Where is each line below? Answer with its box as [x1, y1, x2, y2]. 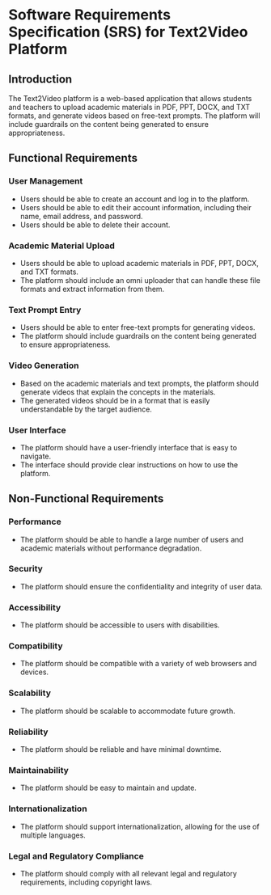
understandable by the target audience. [19, 404, 152, 414]
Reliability [8, 726, 49, 737]
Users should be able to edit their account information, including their [19, 202, 252, 212]
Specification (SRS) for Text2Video [8, 23, 248, 41]
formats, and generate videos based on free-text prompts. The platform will [8, 111, 260, 120]
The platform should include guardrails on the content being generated [19, 331, 256, 341]
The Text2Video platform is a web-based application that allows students [8, 94, 252, 103]
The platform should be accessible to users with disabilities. [19, 620, 220, 630]
